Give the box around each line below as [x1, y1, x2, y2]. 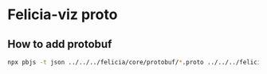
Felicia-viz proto [7, 6, 118, 24]
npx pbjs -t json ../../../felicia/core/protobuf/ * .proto [7, 58, 204, 66]
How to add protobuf [7, 37, 112, 51]
